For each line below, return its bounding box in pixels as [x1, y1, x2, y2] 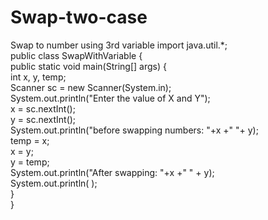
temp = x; [10, 134, 50, 146]
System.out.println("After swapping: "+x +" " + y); [10, 166, 215, 178]
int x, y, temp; [10, 71, 67, 83]
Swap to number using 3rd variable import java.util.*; [10, 39, 228, 51]
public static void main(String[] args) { [10, 60, 167, 72]
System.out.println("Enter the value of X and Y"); [10, 92, 211, 104]
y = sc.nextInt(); [10, 113, 77, 125]
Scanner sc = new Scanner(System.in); [10, 81, 172, 93]
